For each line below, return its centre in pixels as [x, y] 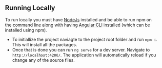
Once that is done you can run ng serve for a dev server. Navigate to [81, 50]
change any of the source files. [43, 60]
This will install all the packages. [44, 44]
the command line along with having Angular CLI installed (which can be [78, 25]
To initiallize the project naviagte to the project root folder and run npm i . [85, 39]
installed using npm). [26, 30]
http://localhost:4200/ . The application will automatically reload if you [84, 55]
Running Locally [30, 8]
